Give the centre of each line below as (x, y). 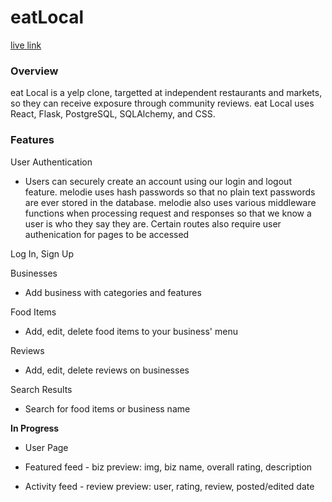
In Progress (35, 428)
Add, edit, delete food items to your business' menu (131, 331)
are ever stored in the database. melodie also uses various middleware (170, 202)
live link (26, 45)
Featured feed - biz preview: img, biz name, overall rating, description (168, 467)
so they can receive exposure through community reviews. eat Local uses (162, 103)
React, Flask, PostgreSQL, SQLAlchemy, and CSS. (113, 114)
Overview (34, 71)
